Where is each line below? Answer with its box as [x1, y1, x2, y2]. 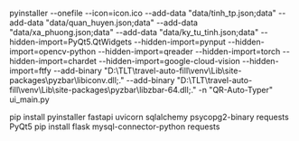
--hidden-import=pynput [134, 36, 226, 47]
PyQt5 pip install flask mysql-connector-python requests [9, 121, 220, 132]
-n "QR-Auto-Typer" [198, 85, 274, 95]
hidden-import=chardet [9, 56, 98, 66]
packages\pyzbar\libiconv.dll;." [9, 75, 125, 85]
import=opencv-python [9, 46, 97, 57]
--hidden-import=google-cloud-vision [98, 56, 241, 66]
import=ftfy [9, 65, 51, 76]
